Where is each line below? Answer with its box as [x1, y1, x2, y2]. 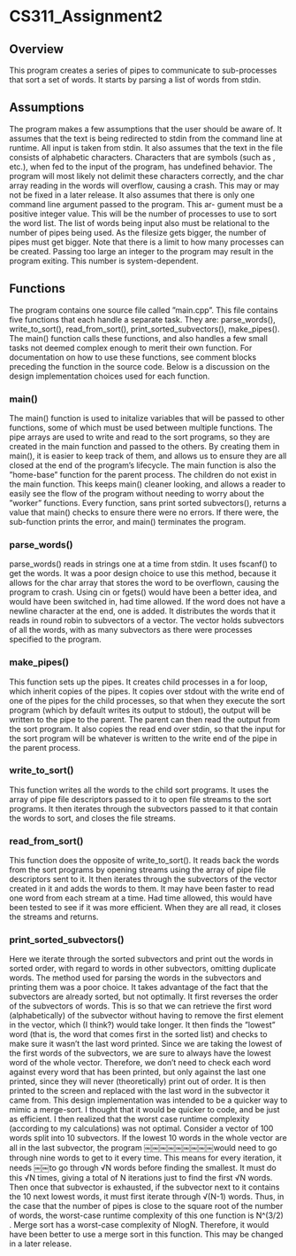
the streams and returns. [9, 911, 99, 923]
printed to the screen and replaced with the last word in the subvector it [9, 1086, 269, 1096]
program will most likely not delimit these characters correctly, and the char [9, 170, 285, 181]
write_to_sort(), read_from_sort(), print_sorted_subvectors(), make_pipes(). [9, 324, 280, 334]
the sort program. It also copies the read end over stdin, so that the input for [9, 723, 286, 734]
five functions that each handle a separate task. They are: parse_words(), [9, 314, 276, 324]
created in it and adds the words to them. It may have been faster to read [9, 884, 275, 894]
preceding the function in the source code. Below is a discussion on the [9, 361, 270, 371]
